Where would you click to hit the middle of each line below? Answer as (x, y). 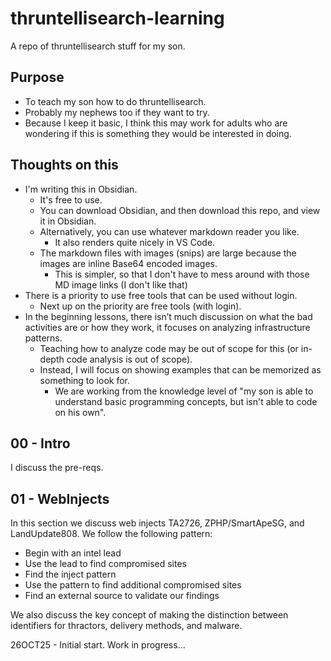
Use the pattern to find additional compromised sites (133, 585)
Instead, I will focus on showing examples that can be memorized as (180, 369)
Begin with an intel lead (73, 553)
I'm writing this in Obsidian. (81, 189)
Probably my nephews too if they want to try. (117, 112)
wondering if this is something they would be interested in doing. (158, 133)
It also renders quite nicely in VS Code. (135, 242)
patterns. (43, 338)
